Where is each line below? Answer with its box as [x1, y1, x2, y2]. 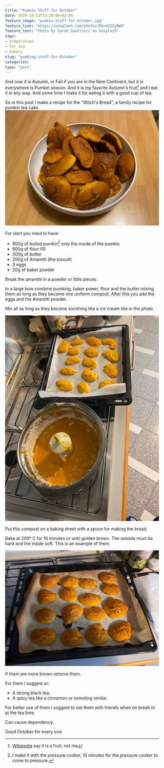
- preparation [5, 39, 34, 44]
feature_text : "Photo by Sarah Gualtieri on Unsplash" [5, 28, 119, 34]
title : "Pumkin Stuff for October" [5, 8, 78, 13]
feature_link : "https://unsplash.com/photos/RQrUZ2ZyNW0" [5, 23, 125, 28]
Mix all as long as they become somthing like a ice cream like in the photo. [5, 306, 155, 312]
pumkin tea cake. [5, 104, 40, 110]
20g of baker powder [12, 267, 55, 273]
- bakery [5, 49, 23, 54]
